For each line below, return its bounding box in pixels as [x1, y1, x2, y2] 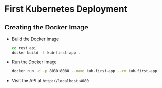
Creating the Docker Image [4, 23, 89, 31]
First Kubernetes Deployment [4, 3, 128, 15]
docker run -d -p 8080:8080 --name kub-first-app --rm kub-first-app [11, 68, 158, 73]
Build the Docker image [11, 36, 59, 42]
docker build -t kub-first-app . [11, 50, 81, 55]
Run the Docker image [11, 59, 57, 65]
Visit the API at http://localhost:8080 [11, 77, 89, 83]
